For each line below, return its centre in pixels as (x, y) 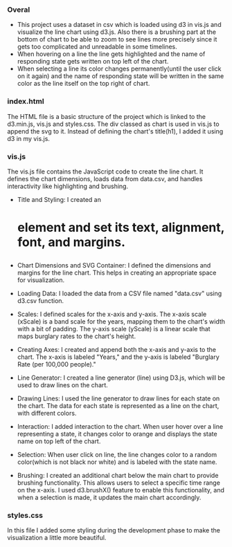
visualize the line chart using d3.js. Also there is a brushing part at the (117, 32)
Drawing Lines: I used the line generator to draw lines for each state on (118, 398)
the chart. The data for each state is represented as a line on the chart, (118, 406)
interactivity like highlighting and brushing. (68, 186)
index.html (26, 102)
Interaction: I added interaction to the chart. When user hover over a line (120, 427)
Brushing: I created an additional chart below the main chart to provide (118, 476)
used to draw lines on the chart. (63, 385)
